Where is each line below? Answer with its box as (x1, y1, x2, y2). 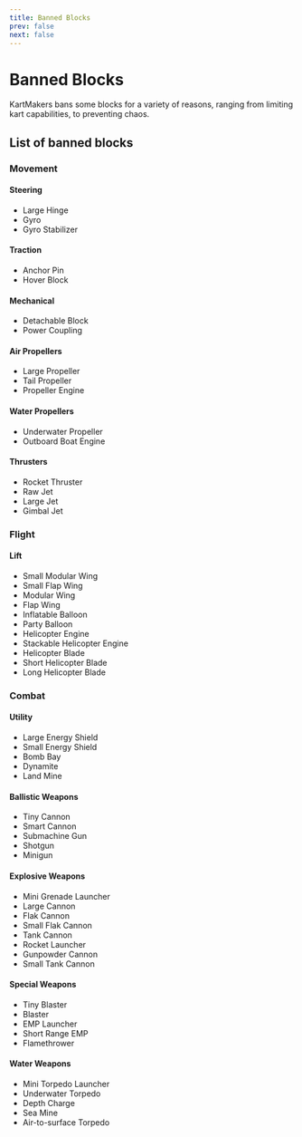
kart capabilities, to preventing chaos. (9, 109, 150, 120)
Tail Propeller (22, 375, 72, 386)
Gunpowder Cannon (22, 949, 98, 959)
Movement (9, 162, 59, 175)
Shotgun (22, 840, 55, 852)
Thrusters (9, 457, 48, 467)
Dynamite (22, 761, 59, 772)
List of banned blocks (9, 135, 134, 150)
